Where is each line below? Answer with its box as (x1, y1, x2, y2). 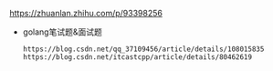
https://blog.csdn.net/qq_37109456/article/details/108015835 (22, 45, 265, 54)
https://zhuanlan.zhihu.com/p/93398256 (9, 8, 163, 18)
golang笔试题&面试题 (22, 26, 102, 37)
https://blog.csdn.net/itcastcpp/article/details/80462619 (22, 53, 253, 62)
